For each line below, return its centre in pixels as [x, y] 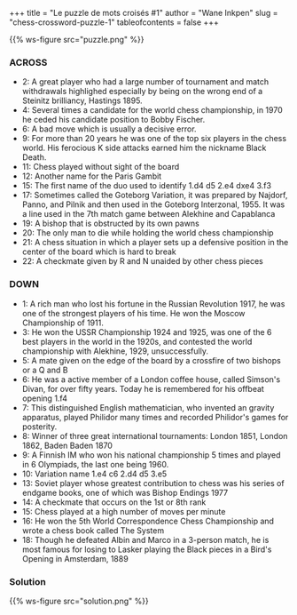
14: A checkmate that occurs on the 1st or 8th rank [114, 502]
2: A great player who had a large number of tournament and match [145, 82]
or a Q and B [45, 370]
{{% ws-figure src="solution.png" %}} [79, 601]
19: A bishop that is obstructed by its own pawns [110, 224]
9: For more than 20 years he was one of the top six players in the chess [154, 139]
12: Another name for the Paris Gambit [92, 176]
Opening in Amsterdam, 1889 [75, 558]
